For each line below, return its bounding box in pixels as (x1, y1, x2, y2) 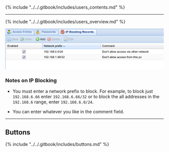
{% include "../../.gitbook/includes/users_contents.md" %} (5, 5, 125, 10)
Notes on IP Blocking (5, 77, 57, 84)
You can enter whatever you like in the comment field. (12, 109, 124, 115)
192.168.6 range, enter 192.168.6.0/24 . (12, 99, 94, 105)
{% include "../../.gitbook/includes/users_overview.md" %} (5, 19, 126, 25)
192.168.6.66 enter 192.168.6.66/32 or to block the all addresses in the (12, 94, 160, 100)
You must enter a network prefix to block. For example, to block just (12, 88, 153, 94)
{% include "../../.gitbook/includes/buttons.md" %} (5, 141, 110, 147)
